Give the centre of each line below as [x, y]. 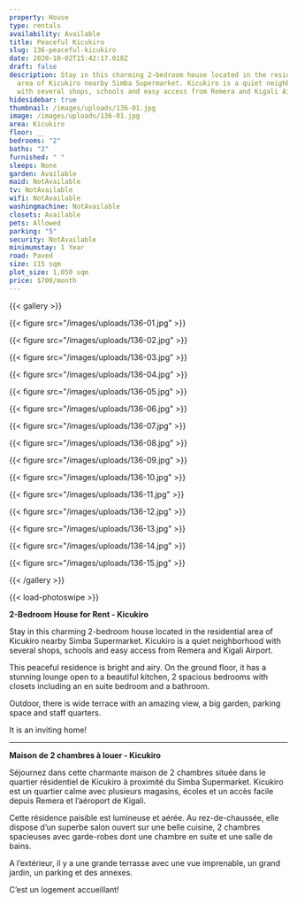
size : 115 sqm [35, 264]
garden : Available [43, 173]
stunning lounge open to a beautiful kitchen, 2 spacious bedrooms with [139, 677]
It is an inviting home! [48, 730]
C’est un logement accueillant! [64, 889]
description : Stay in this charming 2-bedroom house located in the [138, 75]
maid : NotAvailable [45, 182]
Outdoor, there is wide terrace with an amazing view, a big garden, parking [145, 703]
